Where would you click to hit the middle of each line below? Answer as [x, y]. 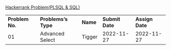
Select [48, 40]
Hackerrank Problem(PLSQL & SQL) [43, 7]
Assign [144, 19]
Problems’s [54, 19]
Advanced [52, 34]
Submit [111, 19]
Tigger [90, 37]
